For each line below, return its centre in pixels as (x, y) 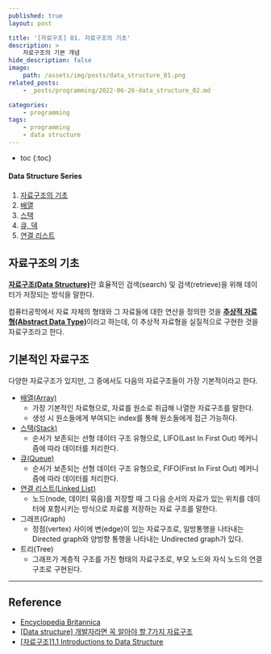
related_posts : (34, 83)
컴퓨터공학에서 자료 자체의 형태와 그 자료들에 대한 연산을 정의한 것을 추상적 (126, 311)
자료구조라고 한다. (37, 331)
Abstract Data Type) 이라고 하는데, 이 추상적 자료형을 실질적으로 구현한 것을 (138, 321)
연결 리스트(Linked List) (58, 488)
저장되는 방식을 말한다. (59, 294)
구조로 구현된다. (57, 569)
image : (19, 68)
